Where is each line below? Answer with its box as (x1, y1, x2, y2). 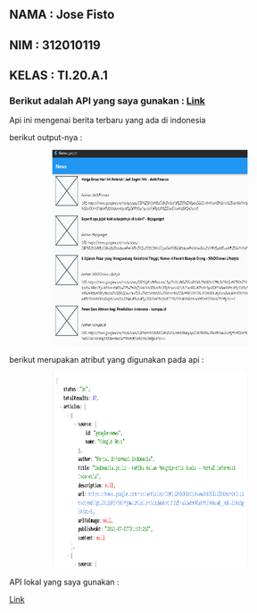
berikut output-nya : (9, 132, 83, 143)
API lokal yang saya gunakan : (9, 576, 120, 588)
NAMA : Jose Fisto (9, 7, 115, 22)
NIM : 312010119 (9, 38, 101, 53)
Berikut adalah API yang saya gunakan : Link (9, 95, 205, 107)
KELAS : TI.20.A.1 (9, 68, 109, 83)
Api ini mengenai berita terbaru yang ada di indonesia (9, 115, 206, 126)
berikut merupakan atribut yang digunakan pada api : (9, 355, 204, 365)
